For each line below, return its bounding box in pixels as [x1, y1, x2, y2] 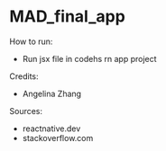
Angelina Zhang [22, 88, 82, 99]
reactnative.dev [22, 123, 81, 134]
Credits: [9, 70, 39, 82]
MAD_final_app [9, 6, 126, 27]
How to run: [9, 36, 53, 47]
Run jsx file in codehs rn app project [22, 53, 157, 64]
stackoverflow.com [22, 132, 94, 143]
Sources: [9, 105, 43, 116]
